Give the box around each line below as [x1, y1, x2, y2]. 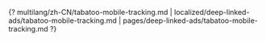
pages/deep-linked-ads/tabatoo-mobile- [123, 16, 258, 25]
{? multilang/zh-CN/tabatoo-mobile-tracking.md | [8, 8, 173, 17]
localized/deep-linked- [174, 8, 250, 17]
